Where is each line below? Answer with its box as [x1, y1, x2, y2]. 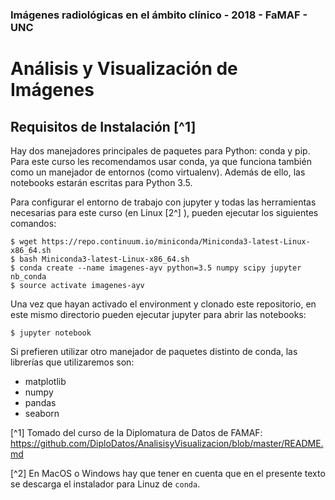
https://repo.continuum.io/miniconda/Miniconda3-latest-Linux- [41, 236, 311, 247]
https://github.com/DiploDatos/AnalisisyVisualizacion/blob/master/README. [10, 437, 324, 449]
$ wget [10, 236, 38, 247]
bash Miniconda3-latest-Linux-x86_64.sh [19, 254, 190, 264]
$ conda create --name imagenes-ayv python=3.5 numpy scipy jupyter [10, 263, 302, 273]
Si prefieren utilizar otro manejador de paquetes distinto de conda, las [10, 345, 298, 357]
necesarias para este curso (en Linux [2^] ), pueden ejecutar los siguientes [10, 206, 319, 218]
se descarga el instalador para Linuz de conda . [10, 478, 201, 490]
